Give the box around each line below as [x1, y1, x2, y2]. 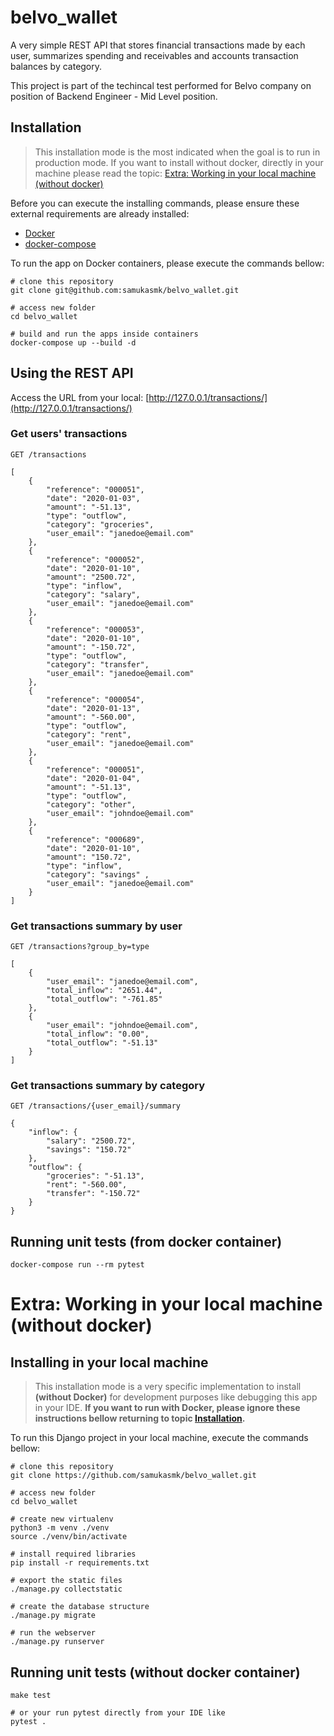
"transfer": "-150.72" [46, 1189, 141, 1199]
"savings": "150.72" [46, 1145, 132, 1155]
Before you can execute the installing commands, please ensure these [10, 197, 300, 209]
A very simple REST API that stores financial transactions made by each [10, 39, 306, 51]
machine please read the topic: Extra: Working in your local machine [34, 167, 317, 179]
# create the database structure [10, 1602, 150, 1612]
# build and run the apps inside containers [10, 329, 199, 339]
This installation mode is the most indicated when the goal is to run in [34, 146, 321, 158]
